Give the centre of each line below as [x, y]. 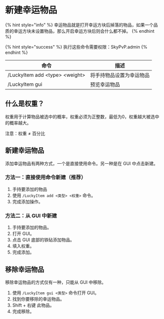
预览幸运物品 [105, 84]
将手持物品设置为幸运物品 [120, 75]
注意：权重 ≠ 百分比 [25, 133]
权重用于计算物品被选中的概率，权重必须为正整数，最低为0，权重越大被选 [80, 117]
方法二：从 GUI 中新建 [31, 215]
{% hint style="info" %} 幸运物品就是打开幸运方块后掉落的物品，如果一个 [80, 25]
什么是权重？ [25, 104]
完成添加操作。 [27, 201]
